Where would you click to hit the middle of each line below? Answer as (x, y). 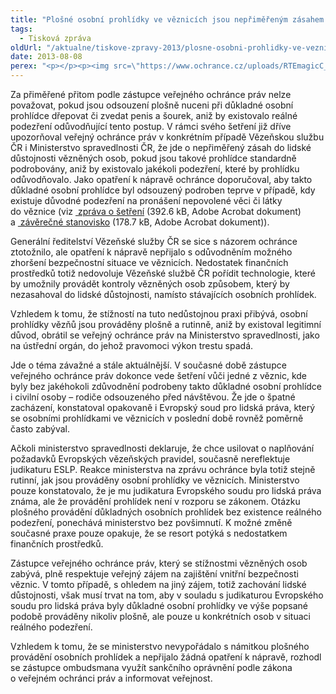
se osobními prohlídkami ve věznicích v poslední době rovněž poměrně (157, 418)
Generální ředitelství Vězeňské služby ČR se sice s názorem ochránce (154, 241)
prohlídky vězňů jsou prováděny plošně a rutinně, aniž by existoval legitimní (166, 324)
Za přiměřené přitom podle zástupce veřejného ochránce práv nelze (151, 94)
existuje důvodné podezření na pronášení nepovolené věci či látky (146, 200)
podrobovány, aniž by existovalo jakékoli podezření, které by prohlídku (155, 169)
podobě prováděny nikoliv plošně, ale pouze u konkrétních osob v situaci (160, 616)
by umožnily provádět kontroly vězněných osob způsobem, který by (150, 284)
